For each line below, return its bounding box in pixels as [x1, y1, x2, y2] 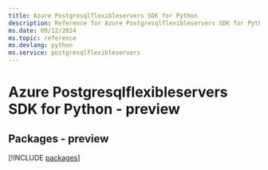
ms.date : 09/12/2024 [8, 26, 77, 34]
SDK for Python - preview [8, 101, 181, 118]
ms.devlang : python [8, 42, 73, 49]
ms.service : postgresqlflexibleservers [8, 49, 141, 57]
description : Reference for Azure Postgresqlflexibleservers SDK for [8, 19, 245, 27]
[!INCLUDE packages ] [8, 153, 81, 162]
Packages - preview [8, 132, 109, 145]
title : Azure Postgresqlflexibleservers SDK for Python [8, 11, 198, 20]
